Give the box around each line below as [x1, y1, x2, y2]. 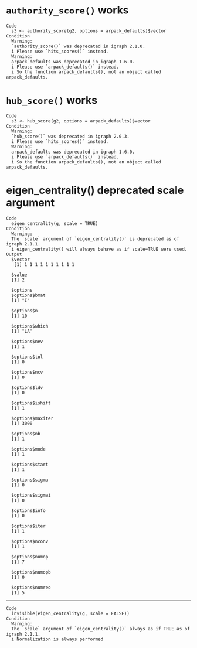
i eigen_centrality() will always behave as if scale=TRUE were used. [11, 246, 188, 252]
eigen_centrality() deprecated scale [6, 184, 184, 197]
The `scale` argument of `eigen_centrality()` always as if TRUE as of [11, 626, 191, 632]
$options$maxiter [11, 415, 54, 421]
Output [6, 251, 22, 257]
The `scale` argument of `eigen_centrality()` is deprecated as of [11, 236, 180, 242]
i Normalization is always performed [11, 636, 104, 642]
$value [11, 272, 28, 278]
